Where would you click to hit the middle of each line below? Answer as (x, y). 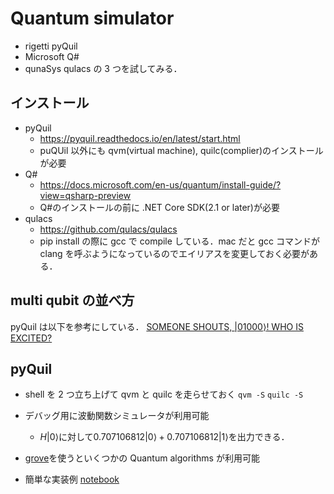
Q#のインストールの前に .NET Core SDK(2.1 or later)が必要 (159, 207)
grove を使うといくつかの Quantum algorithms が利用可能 (142, 458)
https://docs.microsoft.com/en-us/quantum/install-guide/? (160, 184)
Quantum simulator (92, 18)
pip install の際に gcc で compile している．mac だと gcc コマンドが (179, 241)
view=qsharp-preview (85, 195)
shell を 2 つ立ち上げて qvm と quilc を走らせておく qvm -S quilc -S (164, 394)
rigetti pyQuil (51, 46)
